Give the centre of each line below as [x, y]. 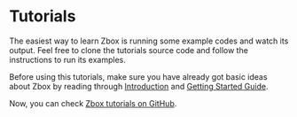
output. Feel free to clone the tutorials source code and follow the [129, 50]
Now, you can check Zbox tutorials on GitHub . [93, 103]
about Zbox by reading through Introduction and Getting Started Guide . [139, 86]
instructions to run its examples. [67, 59]
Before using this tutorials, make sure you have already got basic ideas [138, 76]
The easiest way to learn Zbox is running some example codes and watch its [149, 41]
